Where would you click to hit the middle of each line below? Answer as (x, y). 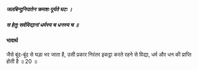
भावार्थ (12, 41)
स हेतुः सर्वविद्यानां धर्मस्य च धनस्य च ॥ (42, 24)
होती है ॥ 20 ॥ (22, 61)
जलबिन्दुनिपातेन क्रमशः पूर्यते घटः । (39, 9)
